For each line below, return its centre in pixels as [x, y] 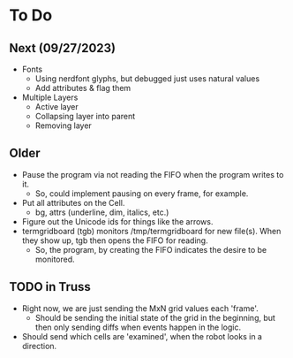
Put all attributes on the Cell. [73, 202]
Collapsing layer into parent [85, 116]
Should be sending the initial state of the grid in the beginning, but [155, 317]
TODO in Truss [50, 287]
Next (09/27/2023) [63, 48]
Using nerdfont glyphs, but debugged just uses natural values [147, 79]
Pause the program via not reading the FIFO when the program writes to [153, 174]
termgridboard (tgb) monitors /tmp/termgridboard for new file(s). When [151, 231]
